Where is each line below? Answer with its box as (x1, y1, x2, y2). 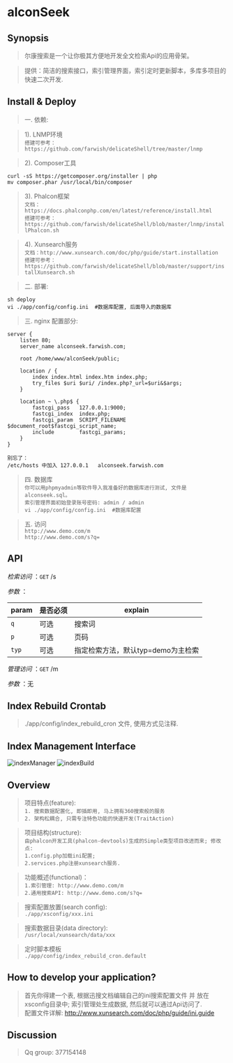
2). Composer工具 (24, 158, 77, 167)
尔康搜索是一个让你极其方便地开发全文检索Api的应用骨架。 (24, 52, 193, 60)
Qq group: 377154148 (24, 1048, 87, 1056)
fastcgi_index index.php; (32, 410, 111, 417)
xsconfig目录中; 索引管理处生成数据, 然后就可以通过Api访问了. (24, 999, 202, 1008)
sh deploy (7, 296, 36, 303)
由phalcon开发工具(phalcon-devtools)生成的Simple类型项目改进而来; (24, 838, 208, 845)
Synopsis (7, 32, 49, 44)
